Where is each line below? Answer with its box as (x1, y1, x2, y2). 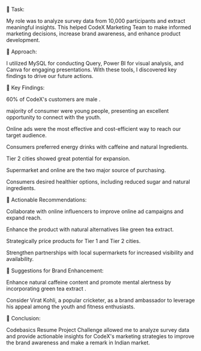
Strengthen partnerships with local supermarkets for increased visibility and (6, 249, 194, 256)
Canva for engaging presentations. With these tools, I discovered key (6, 66, 177, 73)
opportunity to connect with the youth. (6, 114, 101, 121)
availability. (6, 256, 34, 262)
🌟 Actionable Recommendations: (6, 196, 87, 203)
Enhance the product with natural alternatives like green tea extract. (6, 226, 174, 233)
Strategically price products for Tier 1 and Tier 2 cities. (6, 238, 141, 244)
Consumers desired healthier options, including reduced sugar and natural (6, 178, 190, 185)
